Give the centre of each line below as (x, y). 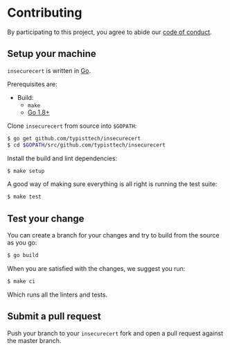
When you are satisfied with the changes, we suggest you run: (96, 268)
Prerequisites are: (32, 84)
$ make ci (21, 281)
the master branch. (34, 340)
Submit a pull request (54, 316)
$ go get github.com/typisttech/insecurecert (74, 138)
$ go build (23, 256)
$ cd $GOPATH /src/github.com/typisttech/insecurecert (87, 145)
